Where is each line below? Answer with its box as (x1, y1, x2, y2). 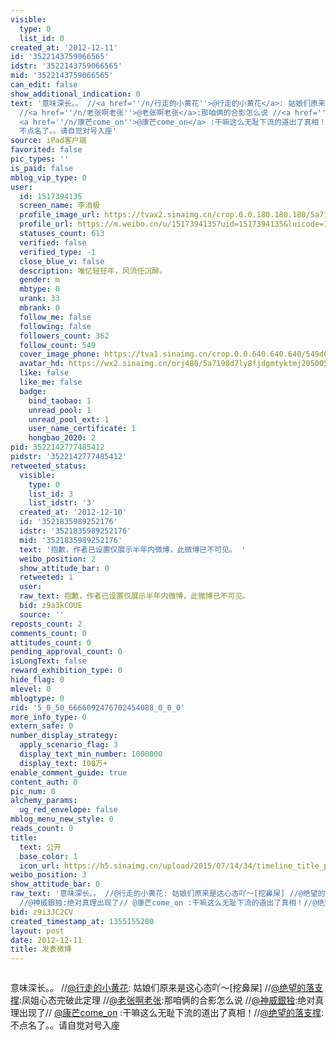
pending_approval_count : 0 (10, 647, 123, 657)
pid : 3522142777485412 (10, 442, 105, 453)
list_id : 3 (28, 489, 74, 499)
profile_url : (19, 219, 74, 230)
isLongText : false (10, 656, 87, 666)
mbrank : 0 (19, 303, 60, 313)
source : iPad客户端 (10, 136, 87, 146)
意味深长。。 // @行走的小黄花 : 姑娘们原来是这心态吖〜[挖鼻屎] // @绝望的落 (10, 982, 315, 994)
